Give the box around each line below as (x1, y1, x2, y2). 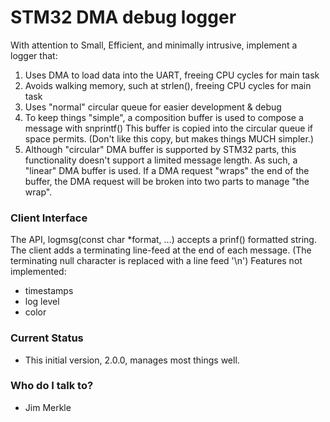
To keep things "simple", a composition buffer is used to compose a (24, 111, 304, 123)
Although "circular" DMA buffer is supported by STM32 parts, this (24, 143, 297, 155)
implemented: (10, 266, 67, 278)
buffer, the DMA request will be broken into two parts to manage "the (24, 175, 310, 187)
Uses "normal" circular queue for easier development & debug (24, 101, 282, 113)
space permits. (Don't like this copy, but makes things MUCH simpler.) (24, 132, 314, 145)
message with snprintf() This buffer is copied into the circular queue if (24, 122, 313, 134)
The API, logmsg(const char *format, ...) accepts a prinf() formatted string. (10, 234, 317, 246)
